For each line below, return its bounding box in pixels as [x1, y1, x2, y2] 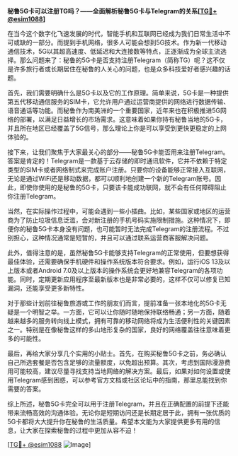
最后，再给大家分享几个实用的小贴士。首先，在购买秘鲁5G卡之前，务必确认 [7, 349, 227, 358]
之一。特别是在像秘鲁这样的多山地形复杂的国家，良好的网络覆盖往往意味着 [7, 325, 225, 334]
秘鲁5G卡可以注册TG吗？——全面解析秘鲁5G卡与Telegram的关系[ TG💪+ [7, 7, 217, 15]
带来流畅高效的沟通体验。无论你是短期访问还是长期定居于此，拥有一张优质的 [7, 409, 231, 416]
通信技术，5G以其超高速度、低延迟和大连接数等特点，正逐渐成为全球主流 [7, 47, 221, 55]
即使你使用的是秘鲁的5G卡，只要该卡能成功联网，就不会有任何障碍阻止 [19, 183, 227, 192]
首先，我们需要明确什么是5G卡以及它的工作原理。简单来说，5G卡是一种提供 [7, 88, 229, 97]
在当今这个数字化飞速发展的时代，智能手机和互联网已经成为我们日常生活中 [7, 30, 225, 37]
